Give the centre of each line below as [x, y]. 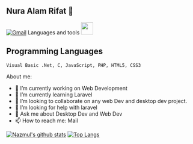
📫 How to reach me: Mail [46, 121]
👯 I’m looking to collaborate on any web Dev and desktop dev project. [101, 101]
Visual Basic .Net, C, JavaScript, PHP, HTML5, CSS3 [74, 65]
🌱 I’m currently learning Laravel [54, 95]
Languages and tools [54, 32]
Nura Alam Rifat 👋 [40, 11]
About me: [19, 77]
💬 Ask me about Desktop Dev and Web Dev [69, 114]
